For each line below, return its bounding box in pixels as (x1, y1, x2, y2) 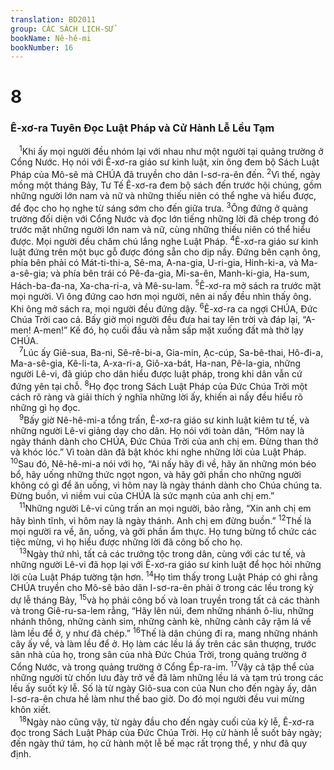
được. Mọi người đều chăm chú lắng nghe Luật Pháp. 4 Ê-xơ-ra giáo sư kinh (10, 234, 319, 248)
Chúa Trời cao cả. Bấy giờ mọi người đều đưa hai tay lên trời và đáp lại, (10, 313, 301, 325)
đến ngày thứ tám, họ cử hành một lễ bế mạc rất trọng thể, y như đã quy (10, 737, 308, 749)
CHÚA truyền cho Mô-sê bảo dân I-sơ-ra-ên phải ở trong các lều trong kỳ (10, 581, 315, 593)
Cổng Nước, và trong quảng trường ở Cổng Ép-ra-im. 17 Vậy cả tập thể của (10, 659, 315, 673)
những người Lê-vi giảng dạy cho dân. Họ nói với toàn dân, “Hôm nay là (10, 424, 305, 436)
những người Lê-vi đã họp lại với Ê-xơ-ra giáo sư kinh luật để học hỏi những (10, 559, 322, 571)
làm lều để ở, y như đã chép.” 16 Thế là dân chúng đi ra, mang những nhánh (10, 626, 318, 640)
